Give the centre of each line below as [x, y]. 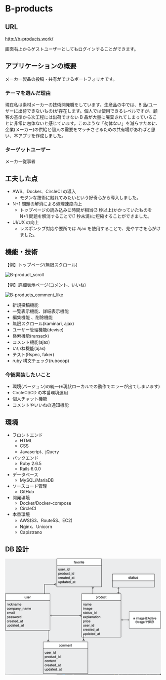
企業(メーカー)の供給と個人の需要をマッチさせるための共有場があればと [78, 130]
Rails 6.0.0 [30, 469]
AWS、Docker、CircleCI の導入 [44, 192]
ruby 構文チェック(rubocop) [41, 361]
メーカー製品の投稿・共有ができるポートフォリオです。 [61, 79]
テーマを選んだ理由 [28, 93]
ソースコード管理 [30, 486]
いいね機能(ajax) [29, 348]
